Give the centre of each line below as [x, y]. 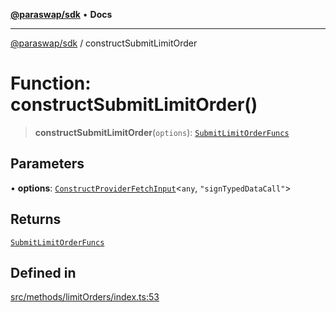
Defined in [43, 272]
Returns [36, 219]
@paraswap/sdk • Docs [61, 14]
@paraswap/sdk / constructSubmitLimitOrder [104, 43]
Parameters [47, 164]
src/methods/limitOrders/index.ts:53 [85, 297]
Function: [51, 83]
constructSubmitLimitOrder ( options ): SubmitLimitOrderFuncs [162, 132]
